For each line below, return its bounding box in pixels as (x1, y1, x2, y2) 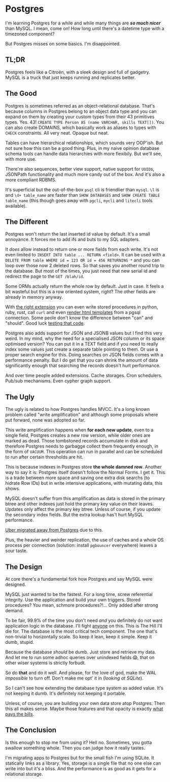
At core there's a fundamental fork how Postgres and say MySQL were (5, 576, 153, 582)
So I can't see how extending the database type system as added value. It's (5, 685, 164, 691)
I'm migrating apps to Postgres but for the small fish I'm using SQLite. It (5, 754, 154, 761)
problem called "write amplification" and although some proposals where (5, 411, 158, 418)
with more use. (5, 156, 37, 162)
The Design (5, 562, 43, 571)
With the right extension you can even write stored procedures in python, (5, 304, 158, 310)
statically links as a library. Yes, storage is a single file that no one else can (5, 760, 161, 766)
